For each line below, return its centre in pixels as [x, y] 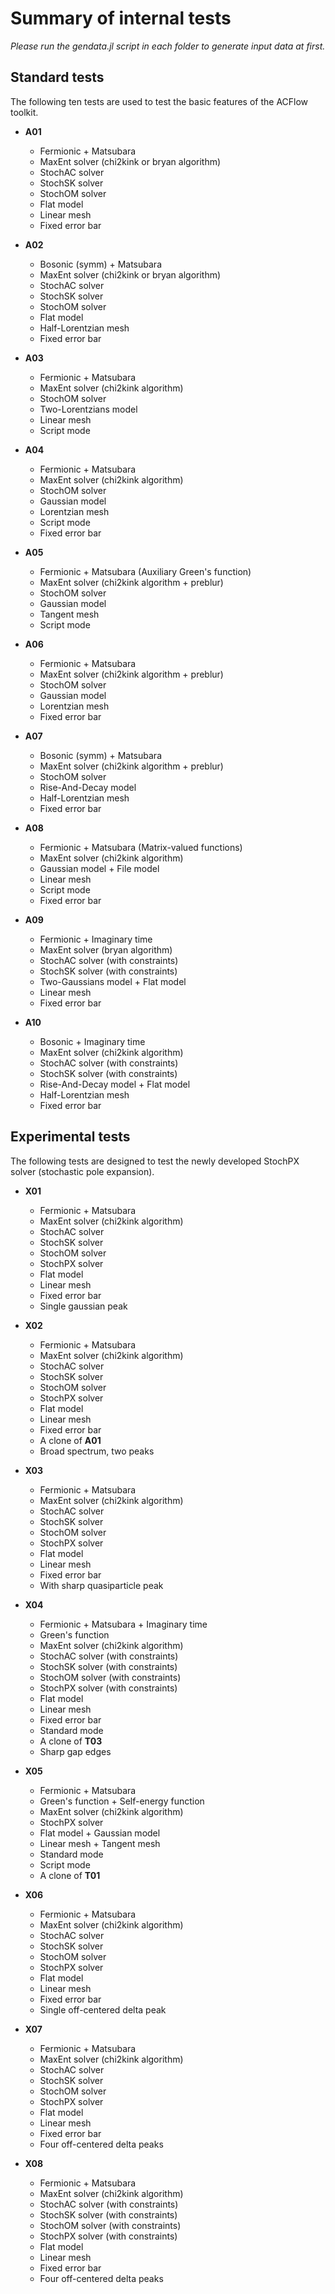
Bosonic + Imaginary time [92, 1041]
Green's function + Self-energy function [122, 1801]
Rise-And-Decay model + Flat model [115, 1084]
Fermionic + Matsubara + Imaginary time [123, 1624]
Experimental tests [70, 1137]
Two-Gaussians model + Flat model [113, 981]
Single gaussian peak [83, 1306]
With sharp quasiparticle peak [101, 1585]
